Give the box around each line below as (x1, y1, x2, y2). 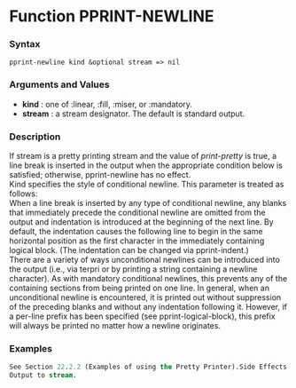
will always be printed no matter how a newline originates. (9, 321, 222, 331)
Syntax (9, 38, 41, 51)
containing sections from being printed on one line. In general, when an (9, 282, 270, 294)
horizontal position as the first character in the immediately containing (9, 235, 265, 246)
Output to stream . (9, 371, 77, 380)
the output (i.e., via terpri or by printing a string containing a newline (9, 264, 258, 274)
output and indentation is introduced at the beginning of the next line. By (9, 217, 274, 227)
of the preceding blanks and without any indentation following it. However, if (9, 302, 288, 313)
